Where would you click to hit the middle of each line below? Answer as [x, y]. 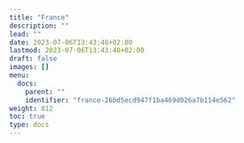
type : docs [29, 125]
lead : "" [25, 34]
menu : [19, 75]
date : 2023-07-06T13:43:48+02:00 [71, 42]
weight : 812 [31, 108]
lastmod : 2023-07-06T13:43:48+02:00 [77, 51]
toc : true [28, 116]
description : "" [39, 26]
